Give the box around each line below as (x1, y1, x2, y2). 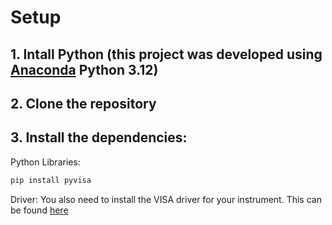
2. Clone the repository (10, 95, 157, 112)
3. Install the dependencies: (10, 129, 188, 146)
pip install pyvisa (10, 175, 92, 185)
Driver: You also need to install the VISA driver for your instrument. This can (10, 193, 322, 205)
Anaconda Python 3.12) (10, 61, 159, 78)
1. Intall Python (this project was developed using (10, 46, 323, 63)
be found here (10, 204, 69, 216)
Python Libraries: (10, 156, 81, 168)
